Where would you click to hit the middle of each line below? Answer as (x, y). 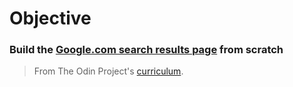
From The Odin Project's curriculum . (108, 71)
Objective (50, 18)
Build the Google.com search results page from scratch (146, 50)
